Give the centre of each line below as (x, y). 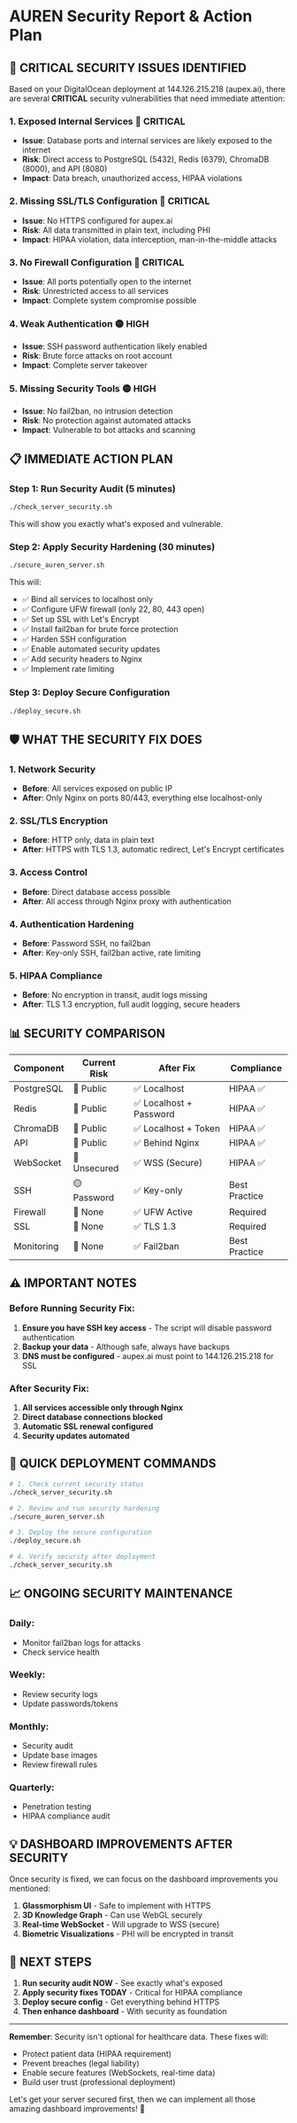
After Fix (177, 1069)
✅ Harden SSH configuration (74, 639)
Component (39, 1069)
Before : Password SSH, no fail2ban (86, 943)
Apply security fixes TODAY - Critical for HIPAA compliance (132, 1993)
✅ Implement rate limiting (68, 669)
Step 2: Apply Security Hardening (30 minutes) (112, 546)
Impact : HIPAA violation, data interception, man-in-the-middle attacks (149, 239)
